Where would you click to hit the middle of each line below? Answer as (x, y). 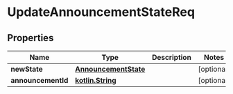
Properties (31, 38)
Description (172, 57)
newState (27, 69)
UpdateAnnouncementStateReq (101, 12)
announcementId (40, 80)
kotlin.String (96, 80)
